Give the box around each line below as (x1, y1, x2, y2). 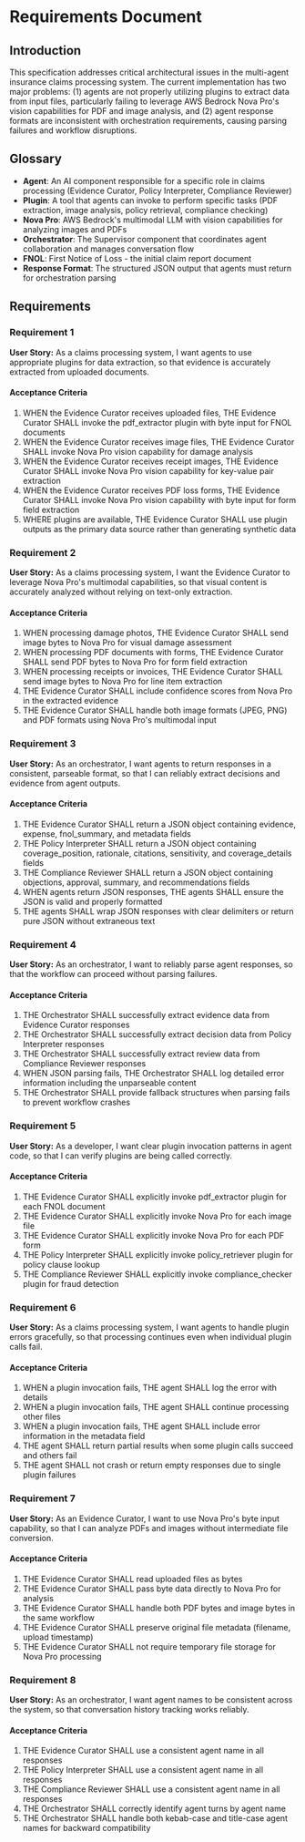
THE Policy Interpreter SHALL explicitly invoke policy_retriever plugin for (22, 1249, 294, 1260)
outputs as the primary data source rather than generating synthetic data (22, 523, 297, 534)
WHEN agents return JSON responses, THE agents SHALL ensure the (22, 886, 284, 897)
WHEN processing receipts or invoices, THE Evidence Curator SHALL (22, 666, 284, 677)
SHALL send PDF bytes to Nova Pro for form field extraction (22, 656, 248, 667)
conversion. (9, 1532, 54, 1543)
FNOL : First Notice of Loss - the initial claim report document (22, 252, 252, 263)
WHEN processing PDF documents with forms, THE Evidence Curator (22, 647, 284, 658)
